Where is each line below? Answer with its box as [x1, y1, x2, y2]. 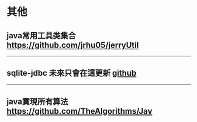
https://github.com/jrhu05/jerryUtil [6, 40, 139, 50]
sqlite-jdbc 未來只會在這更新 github [6, 68, 137, 78]
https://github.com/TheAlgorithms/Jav [6, 106, 153, 116]
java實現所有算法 [6, 97, 69, 107]
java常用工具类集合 [6, 30, 77, 40]
